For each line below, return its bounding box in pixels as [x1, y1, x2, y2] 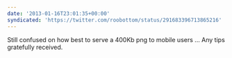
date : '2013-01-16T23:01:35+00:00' [7, 10, 110, 17]
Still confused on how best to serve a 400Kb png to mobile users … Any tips [7, 35, 226, 43]
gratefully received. [7, 43, 63, 51]
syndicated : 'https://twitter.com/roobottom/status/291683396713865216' [7, 17, 222, 23]
